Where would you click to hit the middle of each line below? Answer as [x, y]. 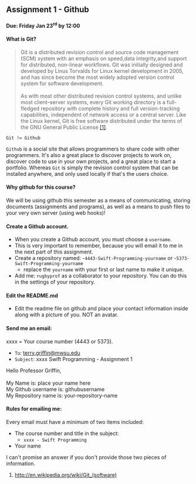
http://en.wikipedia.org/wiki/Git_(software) [66, 475]
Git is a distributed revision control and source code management [99, 52]
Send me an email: [29, 328]
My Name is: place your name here [48, 383]
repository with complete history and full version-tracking [110, 108]
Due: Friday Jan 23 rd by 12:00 [43, 25]
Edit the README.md [32, 295]
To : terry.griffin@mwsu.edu [47, 353]
